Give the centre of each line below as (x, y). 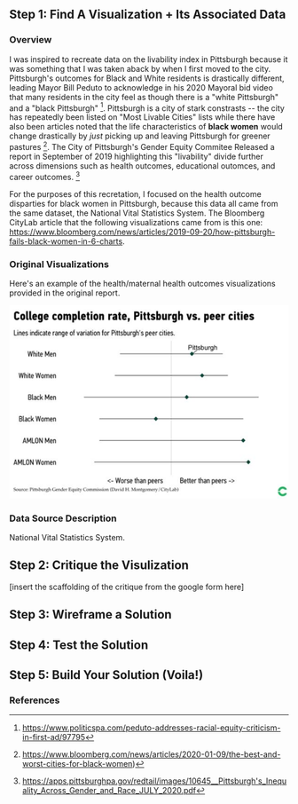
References (35, 700)
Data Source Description (63, 518)
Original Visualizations (59, 264)
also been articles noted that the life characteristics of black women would (146, 127)
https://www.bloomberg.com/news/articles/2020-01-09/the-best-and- (151, 754)
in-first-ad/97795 (54, 737)
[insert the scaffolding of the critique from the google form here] (127, 587)
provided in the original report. (65, 293)
